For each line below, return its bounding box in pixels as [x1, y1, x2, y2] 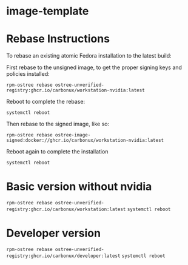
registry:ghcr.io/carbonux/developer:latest [6, 253, 121, 259]
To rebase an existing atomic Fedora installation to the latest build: [6, 52, 172, 59]
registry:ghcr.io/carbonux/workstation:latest [6, 206, 126, 213]
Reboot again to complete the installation [6, 148, 109, 155]
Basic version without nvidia [6, 180, 152, 193]
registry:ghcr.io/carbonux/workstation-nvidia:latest [6, 87, 146, 93]
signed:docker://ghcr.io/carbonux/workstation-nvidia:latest [6, 138, 164, 144]
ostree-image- [55, 132, 91, 138]
